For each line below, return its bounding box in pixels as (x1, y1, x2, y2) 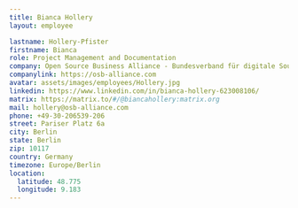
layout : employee (9, 21, 74, 30)
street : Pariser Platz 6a (9, 119, 105, 128)
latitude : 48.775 (17, 177, 82, 186)
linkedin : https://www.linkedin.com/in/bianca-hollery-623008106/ (9, 86, 260, 96)
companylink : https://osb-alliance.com (9, 70, 157, 80)
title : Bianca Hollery (9, 12, 93, 22)
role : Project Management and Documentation (9, 54, 176, 63)
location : (9, 169, 46, 178)
